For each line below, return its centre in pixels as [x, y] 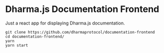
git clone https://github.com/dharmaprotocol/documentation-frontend [80, 32]
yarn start [17, 45]
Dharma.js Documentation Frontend [82, 9]
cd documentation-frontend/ [35, 36]
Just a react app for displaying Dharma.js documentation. [65, 23]
